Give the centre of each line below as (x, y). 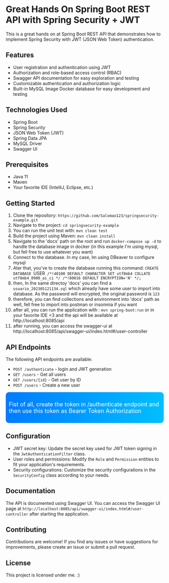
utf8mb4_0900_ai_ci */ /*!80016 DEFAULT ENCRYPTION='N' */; (77, 278)
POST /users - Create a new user (47, 385)
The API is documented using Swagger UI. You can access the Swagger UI (83, 503)
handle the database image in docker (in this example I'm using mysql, (86, 247)
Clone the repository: (35, 216)
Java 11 (20, 177)
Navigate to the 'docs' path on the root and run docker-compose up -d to (87, 241)
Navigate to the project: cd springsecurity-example (66, 225)
